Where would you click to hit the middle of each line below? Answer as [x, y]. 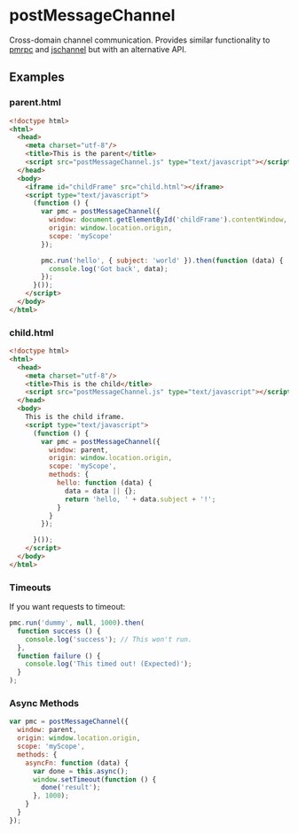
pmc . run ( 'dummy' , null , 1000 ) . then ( [77, 623]
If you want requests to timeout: [67, 607]
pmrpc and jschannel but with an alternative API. [98, 49]
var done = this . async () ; [80, 771]
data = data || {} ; [101, 491]
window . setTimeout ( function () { [94, 779]
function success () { [59, 631]
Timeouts [30, 588]
